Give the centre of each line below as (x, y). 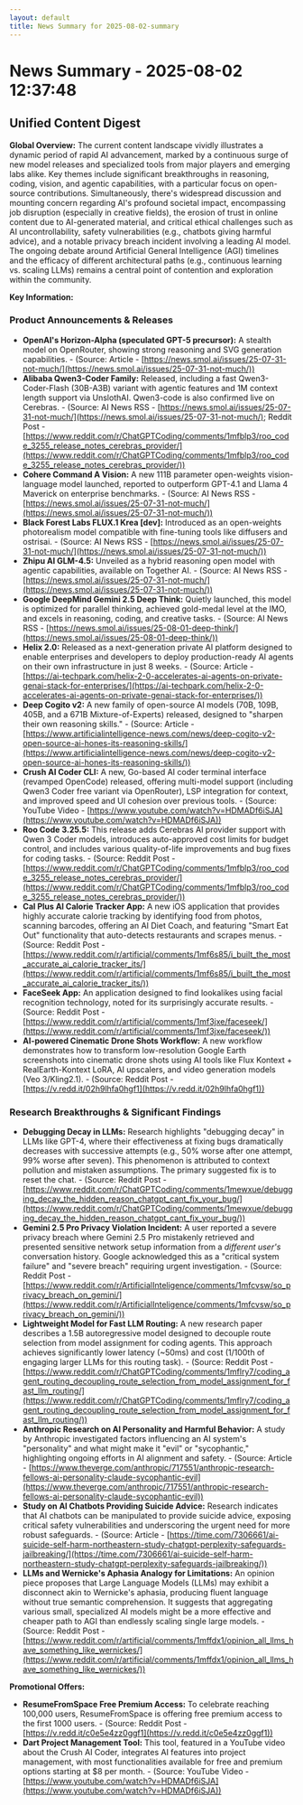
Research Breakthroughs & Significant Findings (115, 1112)
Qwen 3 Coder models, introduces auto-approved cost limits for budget (155, 839)
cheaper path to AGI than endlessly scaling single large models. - (143, 1622)
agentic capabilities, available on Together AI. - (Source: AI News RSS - (155, 570)
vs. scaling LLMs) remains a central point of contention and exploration (141, 270)
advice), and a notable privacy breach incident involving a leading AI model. (150, 241)
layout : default (40, 18)
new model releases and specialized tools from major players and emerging (150, 164)
